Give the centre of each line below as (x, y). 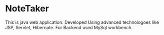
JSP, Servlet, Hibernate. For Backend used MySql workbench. (69, 27)
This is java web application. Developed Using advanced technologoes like (82, 22)
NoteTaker (27, 9)
